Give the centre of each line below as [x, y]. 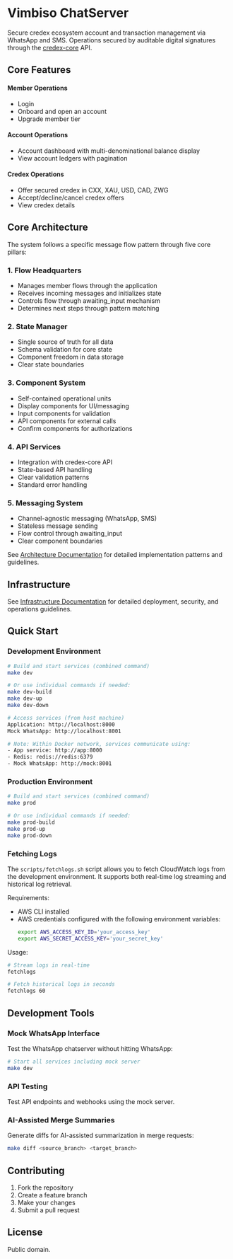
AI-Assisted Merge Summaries [61, 1120]
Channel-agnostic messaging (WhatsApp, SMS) [87, 519]
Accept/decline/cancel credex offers [71, 197]
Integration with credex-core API [65, 462]
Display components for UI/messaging [73, 406]
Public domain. [29, 1249]
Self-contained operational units [64, 398]
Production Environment [50, 782]
